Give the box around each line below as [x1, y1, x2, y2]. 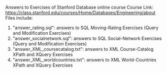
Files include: [5, 15, 33, 21]
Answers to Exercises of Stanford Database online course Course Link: [5, 5, 153, 10]
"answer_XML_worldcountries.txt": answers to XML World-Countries [12, 57, 156, 62]
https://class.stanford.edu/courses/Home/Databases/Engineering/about [5, 10, 156, 16]
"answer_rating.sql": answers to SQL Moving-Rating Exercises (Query [12, 25, 159, 31]
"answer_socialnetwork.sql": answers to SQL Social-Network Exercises [12, 35, 162, 41]
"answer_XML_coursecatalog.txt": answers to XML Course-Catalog [12, 46, 154, 52]
